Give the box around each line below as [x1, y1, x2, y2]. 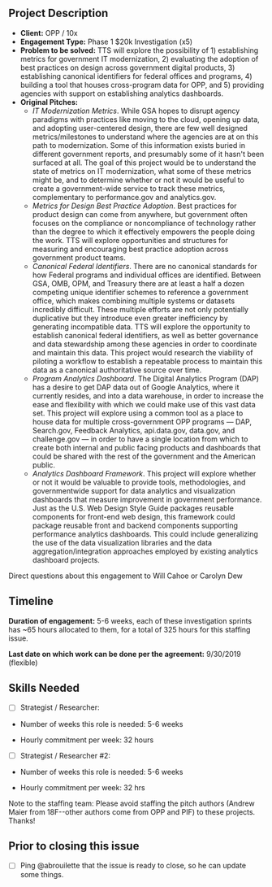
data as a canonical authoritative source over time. [32, 365, 202, 375]
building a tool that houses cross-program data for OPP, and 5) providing [19, 80, 265, 89]
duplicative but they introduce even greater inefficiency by [32, 313, 229, 323]
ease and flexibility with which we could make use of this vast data [32, 399, 256, 409]
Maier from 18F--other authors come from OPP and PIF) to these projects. [8, 807, 256, 816]
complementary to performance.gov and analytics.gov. [32, 192, 217, 202]
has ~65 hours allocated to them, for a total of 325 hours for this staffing [8, 624, 251, 634]
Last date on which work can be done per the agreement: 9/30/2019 [8, 649, 241, 659]
